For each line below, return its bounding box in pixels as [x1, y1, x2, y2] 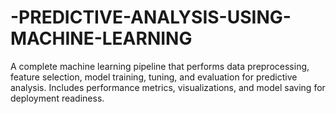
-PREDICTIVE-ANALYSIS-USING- [10, 6, 292, 29]
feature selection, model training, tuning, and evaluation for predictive [10, 71, 298, 83]
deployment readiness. [10, 92, 105, 104]
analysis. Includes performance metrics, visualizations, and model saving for [10, 81, 326, 93]
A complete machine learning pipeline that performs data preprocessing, [10, 60, 310, 72]
